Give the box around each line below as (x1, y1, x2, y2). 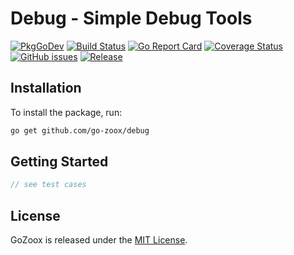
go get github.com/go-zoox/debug (10, 125, 150, 136)
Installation (10, 80, 82, 97)
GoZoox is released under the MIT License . (10, 234, 188, 246)
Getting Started (10, 153, 109, 171)
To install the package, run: (10, 106, 123, 118)
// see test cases (10, 180, 87, 190)
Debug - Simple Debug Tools (10, 7, 253, 30)
